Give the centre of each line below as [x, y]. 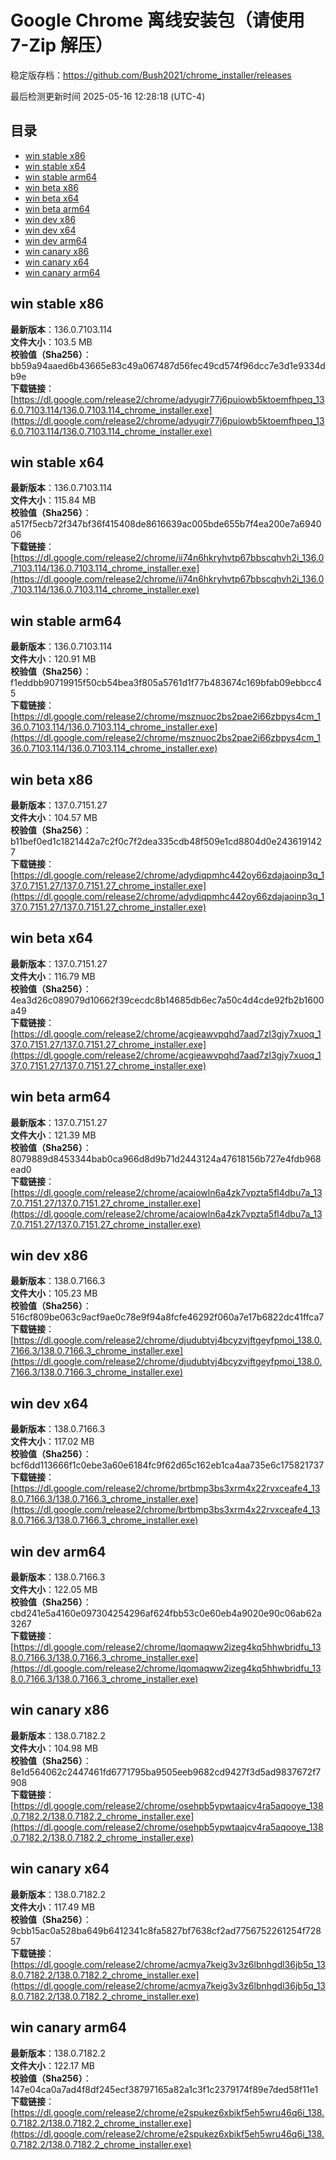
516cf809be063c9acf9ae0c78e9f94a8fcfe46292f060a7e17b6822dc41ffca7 [167, 1317]
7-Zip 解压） [61, 45]
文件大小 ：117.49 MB [53, 1907]
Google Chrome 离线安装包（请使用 [157, 20]
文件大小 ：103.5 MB [51, 342]
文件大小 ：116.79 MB [53, 976]
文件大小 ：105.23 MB [54, 1293]
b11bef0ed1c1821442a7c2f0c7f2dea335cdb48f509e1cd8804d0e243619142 [166, 841]
